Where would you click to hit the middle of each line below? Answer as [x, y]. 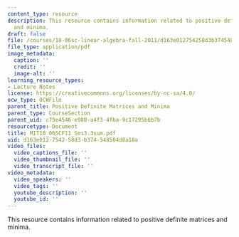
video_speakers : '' [43, 179]
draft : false [27, 34]
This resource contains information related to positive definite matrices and [117, 220]
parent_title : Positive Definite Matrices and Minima [89, 107]
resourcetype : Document [43, 126]
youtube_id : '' [36, 199]
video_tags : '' [36, 186]
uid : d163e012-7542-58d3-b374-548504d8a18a [73, 139]
